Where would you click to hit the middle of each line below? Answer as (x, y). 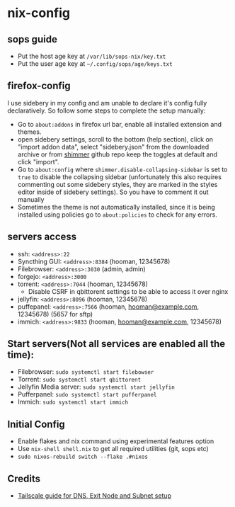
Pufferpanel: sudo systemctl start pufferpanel (87, 394)
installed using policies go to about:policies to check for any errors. (117, 215)
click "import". (38, 161)
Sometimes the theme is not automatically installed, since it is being (116, 207)
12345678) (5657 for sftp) (55, 314)
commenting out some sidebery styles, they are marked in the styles (117, 184)
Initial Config (36, 424)
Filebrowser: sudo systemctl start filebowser (86, 372)
